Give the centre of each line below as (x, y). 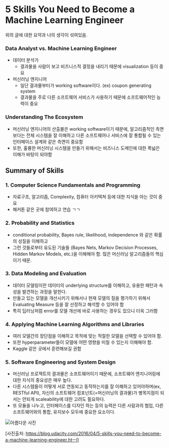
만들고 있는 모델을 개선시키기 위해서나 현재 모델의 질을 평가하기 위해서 (81, 298)
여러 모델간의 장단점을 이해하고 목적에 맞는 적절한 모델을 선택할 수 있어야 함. (88, 336)
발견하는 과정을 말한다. (45, 291)
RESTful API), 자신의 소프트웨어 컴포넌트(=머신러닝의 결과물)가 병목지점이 (86, 393)
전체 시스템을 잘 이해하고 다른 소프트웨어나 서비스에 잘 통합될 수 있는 (94, 135)
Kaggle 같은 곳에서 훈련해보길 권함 (47, 349)
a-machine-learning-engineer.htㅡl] (42, 440)
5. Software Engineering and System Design (60, 362)
